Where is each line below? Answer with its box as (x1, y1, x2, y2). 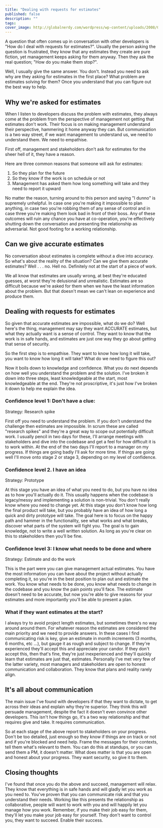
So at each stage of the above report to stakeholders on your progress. (5, 728, 147, 734)
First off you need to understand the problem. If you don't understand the (5, 418, 152, 424)
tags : (5, 20, 16, 26)
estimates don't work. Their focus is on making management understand (5, 121, 150, 127)
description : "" (5, 16, 38, 21)
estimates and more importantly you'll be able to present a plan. (5, 597, 132, 603)
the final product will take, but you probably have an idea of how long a (5, 507, 147, 513)
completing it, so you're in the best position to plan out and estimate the (5, 576, 149, 582)
